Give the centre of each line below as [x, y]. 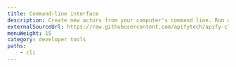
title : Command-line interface [53, 14]
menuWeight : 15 [29, 33]
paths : [17, 46]
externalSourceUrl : [36, 27]
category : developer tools [47, 40]
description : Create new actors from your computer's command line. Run [116, 20]
